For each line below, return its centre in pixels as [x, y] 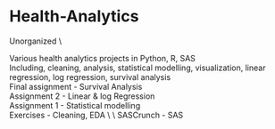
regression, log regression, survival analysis [90, 77]
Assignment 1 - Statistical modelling [75, 105]
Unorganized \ [36, 41]
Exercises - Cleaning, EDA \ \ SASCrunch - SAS [96, 115]
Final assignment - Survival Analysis [76, 86]
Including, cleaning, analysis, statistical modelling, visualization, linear [137, 68]
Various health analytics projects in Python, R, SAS [103, 58]
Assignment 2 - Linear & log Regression [82, 96]
